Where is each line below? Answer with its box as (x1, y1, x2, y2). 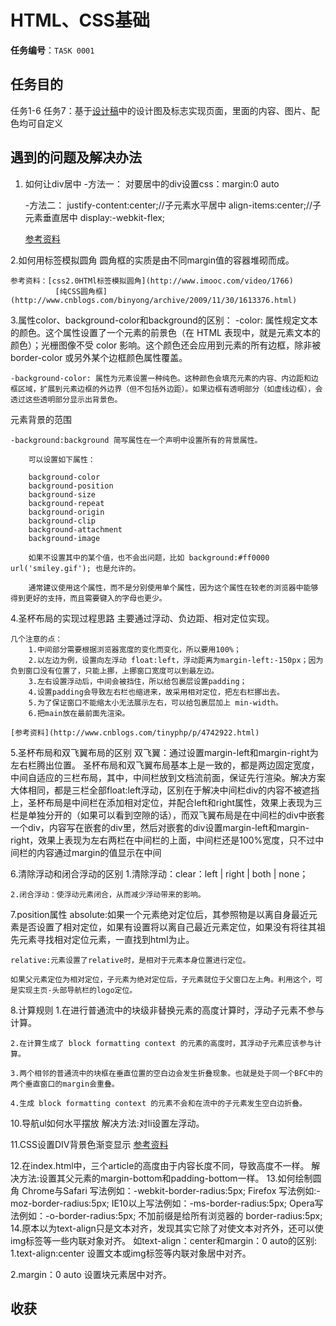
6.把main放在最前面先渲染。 (28, 708, 130, 718)
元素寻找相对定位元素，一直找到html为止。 (18, 933, 195, 945)
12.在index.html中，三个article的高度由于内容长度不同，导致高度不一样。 (10, 1159, 310, 1171)
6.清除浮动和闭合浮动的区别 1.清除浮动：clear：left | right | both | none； (10, 867, 309, 880)
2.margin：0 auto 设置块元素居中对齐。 (10, 1268, 172, 1280)
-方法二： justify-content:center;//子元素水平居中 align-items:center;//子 (24, 199, 322, 211)
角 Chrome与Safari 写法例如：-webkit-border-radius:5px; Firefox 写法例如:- (10, 1184, 321, 1196)
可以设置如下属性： (28, 454, 96, 465)
